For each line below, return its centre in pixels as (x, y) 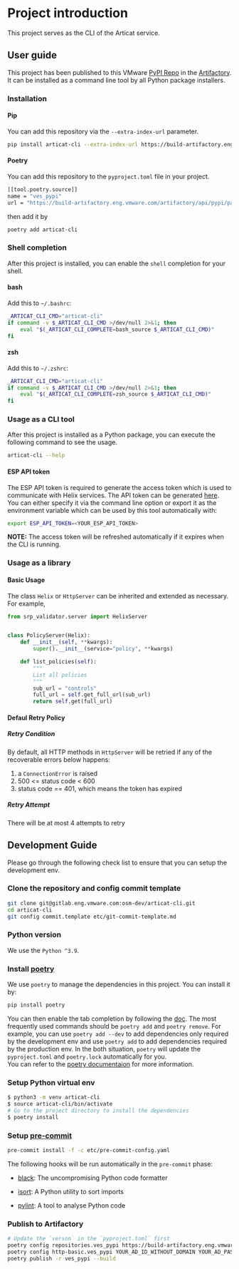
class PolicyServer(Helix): (49, 636)
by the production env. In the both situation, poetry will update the (104, 1049)
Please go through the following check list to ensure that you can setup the (117, 862)
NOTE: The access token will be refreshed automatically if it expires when (116, 537)
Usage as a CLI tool (41, 419)
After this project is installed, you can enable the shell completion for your (117, 263)
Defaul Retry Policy (36, 718)
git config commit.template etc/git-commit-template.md (92, 917)
